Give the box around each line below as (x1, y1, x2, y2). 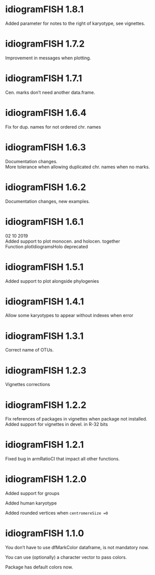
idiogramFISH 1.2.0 (5, 474, 87, 485)
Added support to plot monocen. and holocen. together (5, 238, 120, 244)
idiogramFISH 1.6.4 (5, 107, 87, 119)
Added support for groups (5, 490, 60, 496)
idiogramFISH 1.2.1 (5, 439, 84, 450)
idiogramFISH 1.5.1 (5, 261, 84, 273)
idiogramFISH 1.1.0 (5, 528, 84, 539)
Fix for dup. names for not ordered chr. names (5, 124, 101, 130)
